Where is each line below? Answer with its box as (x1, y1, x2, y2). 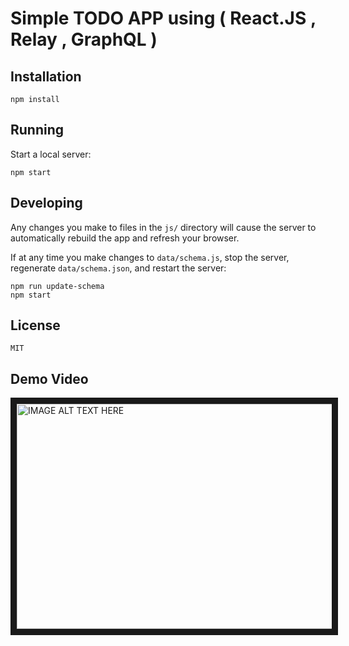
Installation (10, 68, 82, 85)
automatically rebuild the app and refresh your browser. (10, 232, 240, 244)
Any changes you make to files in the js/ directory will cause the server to (10, 221, 317, 233)
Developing (10, 195, 83, 212)
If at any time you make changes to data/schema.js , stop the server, (10, 251, 290, 263)
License (10, 317, 61, 334)
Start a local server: (10, 148, 92, 160)
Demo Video (10, 370, 89, 387)
